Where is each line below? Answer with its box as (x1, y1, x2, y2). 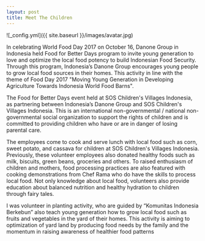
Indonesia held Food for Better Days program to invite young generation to (6, 49, 194, 57)
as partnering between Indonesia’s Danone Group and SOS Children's (6, 100, 182, 107)
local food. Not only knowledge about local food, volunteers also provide (6, 177, 190, 184)
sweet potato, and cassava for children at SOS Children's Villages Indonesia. (6, 145, 199, 152)
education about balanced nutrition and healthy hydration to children (6, 184, 179, 191)
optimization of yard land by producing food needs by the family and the (6, 221, 188, 229)
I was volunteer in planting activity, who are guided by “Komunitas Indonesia (6, 202, 199, 209)
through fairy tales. (6, 190, 54, 197)
